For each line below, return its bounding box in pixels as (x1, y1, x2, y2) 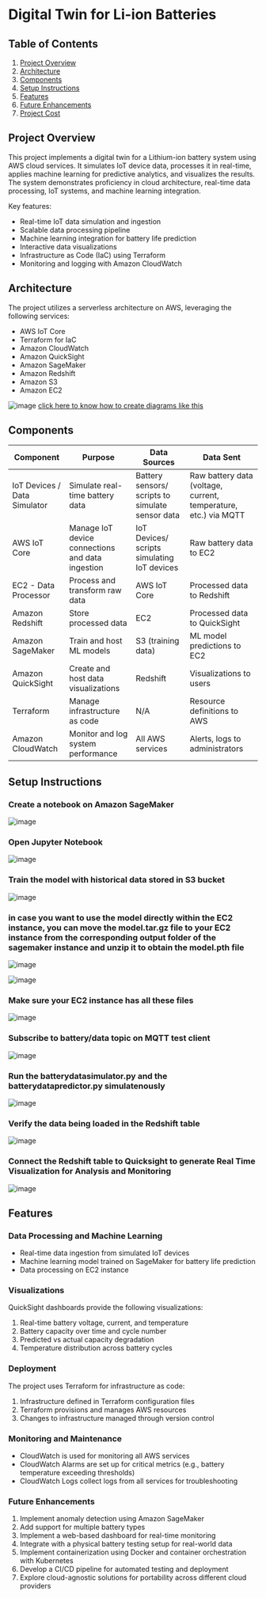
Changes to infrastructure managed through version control (19, 1413, 215, 1422)
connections (68, 542, 116, 553)
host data (68, 673, 104, 684)
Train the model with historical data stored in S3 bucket (8, 875, 226, 886)
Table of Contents (8, 37, 99, 51)
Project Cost (19, 108, 61, 118)
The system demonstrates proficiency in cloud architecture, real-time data (8, 177, 251, 187)
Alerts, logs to (189, 734, 241, 745)
